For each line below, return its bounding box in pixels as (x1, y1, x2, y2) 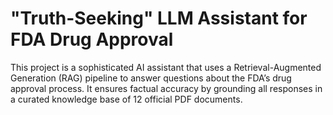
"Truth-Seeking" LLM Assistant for (10, 7, 308, 30)
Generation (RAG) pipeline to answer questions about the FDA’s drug (10, 72, 292, 84)
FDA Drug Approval (10, 28, 174, 51)
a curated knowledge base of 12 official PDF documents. (10, 93, 243, 105)
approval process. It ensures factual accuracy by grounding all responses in (10, 82, 323, 94)
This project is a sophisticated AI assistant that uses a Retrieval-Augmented (10, 61, 322, 73)
